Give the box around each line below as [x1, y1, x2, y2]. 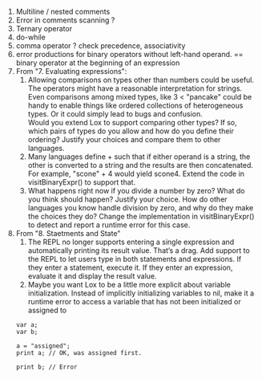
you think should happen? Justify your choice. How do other [27, 194, 228, 204]
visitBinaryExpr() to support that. [27, 177, 136, 187]
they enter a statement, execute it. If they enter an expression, [27, 263, 233, 272]
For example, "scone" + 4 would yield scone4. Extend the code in [27, 169, 245, 178]
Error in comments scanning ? [15, 15, 115, 25]
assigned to [27, 305, 67, 315]
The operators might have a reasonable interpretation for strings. [27, 84, 243, 93]
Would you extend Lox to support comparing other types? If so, [27, 118, 238, 127]
